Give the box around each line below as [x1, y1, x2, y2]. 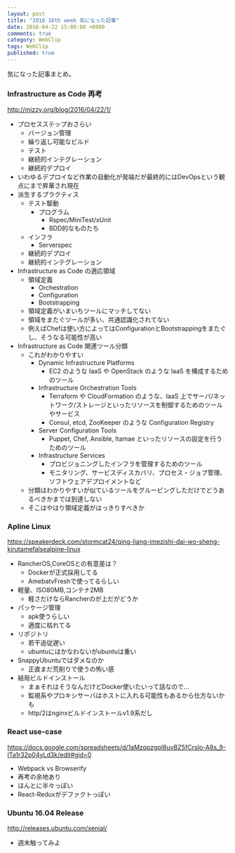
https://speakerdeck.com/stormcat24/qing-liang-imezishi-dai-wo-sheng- [7, 537, 220, 546]
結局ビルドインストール [17, 674, 86, 682]
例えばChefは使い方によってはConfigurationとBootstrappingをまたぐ [27, 324, 227, 333]
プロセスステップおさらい [17, 120, 92, 129]
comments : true [7, 30, 52, 37]
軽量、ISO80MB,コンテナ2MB [17, 586, 104, 594]
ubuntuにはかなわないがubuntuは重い [27, 648, 137, 656]
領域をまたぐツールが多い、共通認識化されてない [27, 316, 170, 324]
